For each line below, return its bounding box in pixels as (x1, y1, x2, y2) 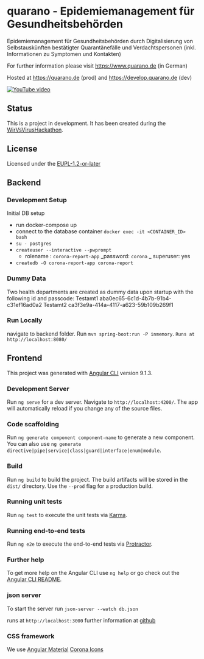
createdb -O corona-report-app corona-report (15, 260, 133, 266)
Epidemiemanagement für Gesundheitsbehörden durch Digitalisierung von (7, 37, 194, 44)
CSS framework (7, 632, 55, 640)
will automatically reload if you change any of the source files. (7, 404, 163, 412)
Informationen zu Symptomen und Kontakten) (7, 50, 121, 57)
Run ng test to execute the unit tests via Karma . (7, 511, 127, 518)
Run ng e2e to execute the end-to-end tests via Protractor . (7, 540, 153, 548)
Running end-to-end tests (7, 526, 86, 535)
